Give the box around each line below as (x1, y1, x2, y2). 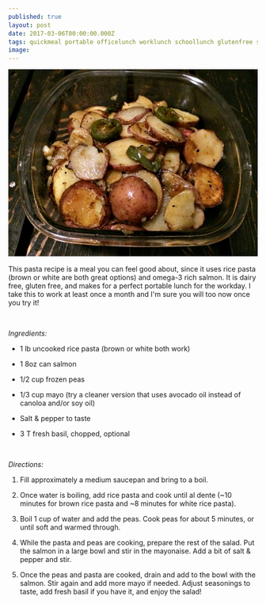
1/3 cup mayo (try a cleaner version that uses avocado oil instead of (19, 390, 241, 400)
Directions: (8, 460, 44, 469)
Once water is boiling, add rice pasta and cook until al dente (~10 (19, 491, 232, 500)
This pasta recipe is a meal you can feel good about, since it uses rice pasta (8, 264, 256, 274)
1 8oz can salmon (19, 359, 77, 369)
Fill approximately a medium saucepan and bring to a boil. (19, 475, 208, 484)
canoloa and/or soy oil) (19, 398, 96, 408)
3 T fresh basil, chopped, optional (19, 429, 131, 439)
